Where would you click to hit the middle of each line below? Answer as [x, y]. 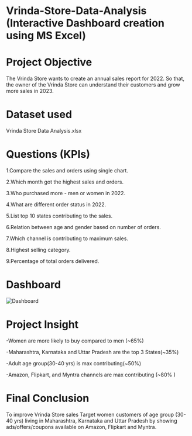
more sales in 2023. [30, 91]
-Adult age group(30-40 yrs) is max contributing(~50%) [74, 363]
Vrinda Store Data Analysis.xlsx [44, 131]
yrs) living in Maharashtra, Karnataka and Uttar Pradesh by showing [95, 421]
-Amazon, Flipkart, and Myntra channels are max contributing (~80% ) [91, 375]
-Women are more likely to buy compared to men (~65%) [75, 341]
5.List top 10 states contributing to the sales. [59, 216]
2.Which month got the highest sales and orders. [65, 182]
